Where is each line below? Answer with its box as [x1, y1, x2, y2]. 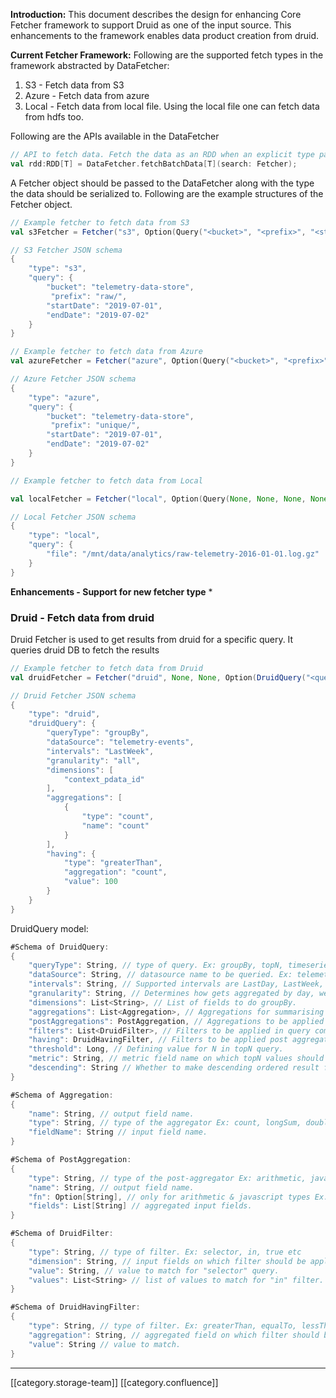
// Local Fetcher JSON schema [10, 512, 137, 522]
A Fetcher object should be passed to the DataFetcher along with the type [10, 177, 315, 189]
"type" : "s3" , [28, 264, 87, 274]
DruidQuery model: [10, 922, 89, 934]
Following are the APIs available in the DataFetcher [10, 130, 220, 142]
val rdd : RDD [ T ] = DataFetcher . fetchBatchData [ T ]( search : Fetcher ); [10, 159, 298, 169]
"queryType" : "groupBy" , [46, 728, 150, 738]
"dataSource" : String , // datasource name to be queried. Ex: [28, 970, 293, 980]
